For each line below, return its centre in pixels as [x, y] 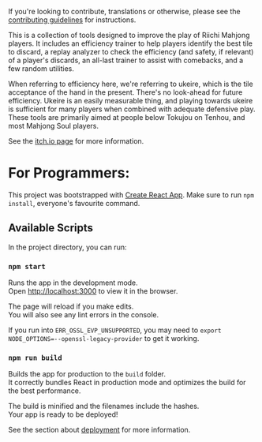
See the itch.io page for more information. [76, 141]
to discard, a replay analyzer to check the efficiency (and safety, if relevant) [131, 52]
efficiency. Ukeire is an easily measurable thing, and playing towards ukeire [131, 101]
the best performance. [45, 391]
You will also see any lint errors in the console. [84, 315]
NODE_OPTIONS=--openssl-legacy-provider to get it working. [104, 339]
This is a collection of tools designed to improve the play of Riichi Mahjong [129, 35]
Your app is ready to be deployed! [63, 414]
